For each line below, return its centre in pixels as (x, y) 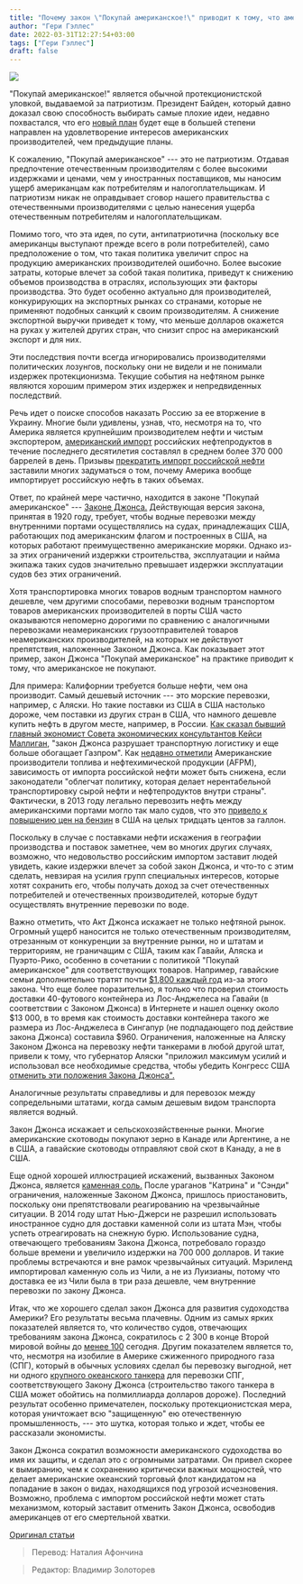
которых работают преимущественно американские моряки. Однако (143, 546)
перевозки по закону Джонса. (68, 1291)
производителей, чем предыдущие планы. (92, 142)
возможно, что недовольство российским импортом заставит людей (143, 857)
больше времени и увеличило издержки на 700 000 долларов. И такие (147, 1252)
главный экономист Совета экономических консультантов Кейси (136, 734)
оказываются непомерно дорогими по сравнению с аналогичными (140, 621)
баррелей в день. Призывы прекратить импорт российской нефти (137, 461)
